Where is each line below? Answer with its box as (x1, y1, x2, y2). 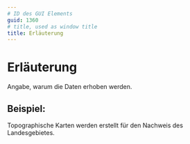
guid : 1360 (7, 17, 39, 24)
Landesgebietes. (7, 129, 55, 136)
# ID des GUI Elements (7, 10, 73, 17)
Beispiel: (7, 102, 46, 115)
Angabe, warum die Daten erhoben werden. (7, 83, 132, 91)
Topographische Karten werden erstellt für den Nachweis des (7, 121, 184, 129)
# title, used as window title (7, 23, 98, 30)
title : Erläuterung (7, 29, 64, 37)
